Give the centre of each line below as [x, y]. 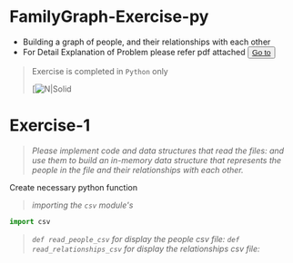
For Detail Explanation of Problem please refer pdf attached [134, 52]
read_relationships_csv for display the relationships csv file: [146, 248]
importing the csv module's [82, 205]
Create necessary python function [74, 187]
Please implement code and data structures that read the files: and [158, 151]
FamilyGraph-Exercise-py [109, 17]
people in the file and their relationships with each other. [137, 170]
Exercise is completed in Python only [100, 71]
